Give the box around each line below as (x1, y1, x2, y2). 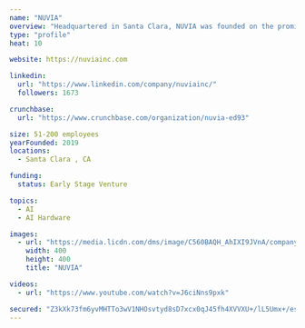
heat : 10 (9, 38, 43, 48)
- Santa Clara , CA (17, 155, 92, 164)
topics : (9, 196, 39, 205)
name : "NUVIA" (9, 13, 64, 23)
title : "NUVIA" (25, 263, 84, 273)
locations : (9, 146, 51, 155)
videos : (9, 279, 39, 289)
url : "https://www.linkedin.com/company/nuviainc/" (17, 80, 218, 89)
